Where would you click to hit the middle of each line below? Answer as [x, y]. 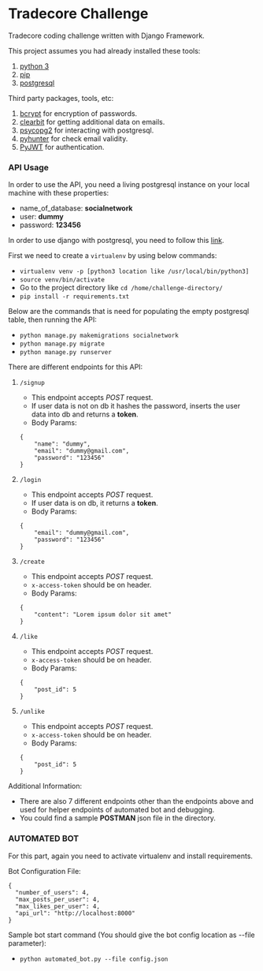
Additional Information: [45, 786]
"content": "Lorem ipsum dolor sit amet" [103, 615]
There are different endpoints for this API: [76, 367]
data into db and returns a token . [85, 414]
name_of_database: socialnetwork [76, 208]
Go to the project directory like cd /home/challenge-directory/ [121, 288]
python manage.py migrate [62, 344]
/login [30, 480]
